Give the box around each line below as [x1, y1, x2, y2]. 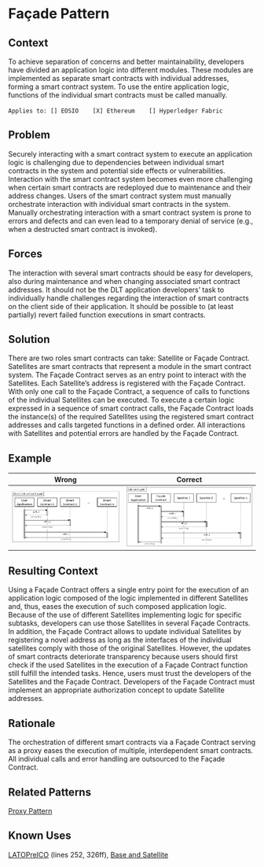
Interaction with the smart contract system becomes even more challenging [8, 174, 253, 183]
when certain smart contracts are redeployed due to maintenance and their [8, 183, 251, 192]
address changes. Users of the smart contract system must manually [8, 190, 232, 201]
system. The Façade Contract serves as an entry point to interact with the [8, 371, 247, 380]
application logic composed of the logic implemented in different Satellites [8, 593, 249, 603]
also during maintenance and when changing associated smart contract [8, 276, 241, 286]
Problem [8, 128, 51, 142]
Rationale [8, 717, 56, 730]
